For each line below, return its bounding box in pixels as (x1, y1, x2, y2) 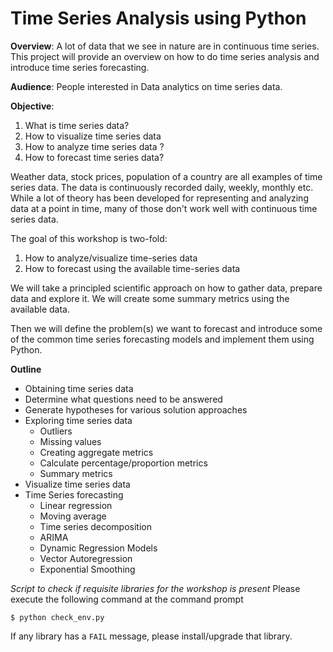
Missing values (39, 435, 102, 447)
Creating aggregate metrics (39, 446, 154, 458)
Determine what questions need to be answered (24, 393, 223, 405)
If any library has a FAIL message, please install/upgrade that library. (10, 630, 293, 642)
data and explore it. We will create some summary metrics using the (10, 292, 290, 304)
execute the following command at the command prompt (10, 593, 244, 605)
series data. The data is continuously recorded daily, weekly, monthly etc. (10, 181, 314, 193)
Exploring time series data (24, 414, 133, 426)
